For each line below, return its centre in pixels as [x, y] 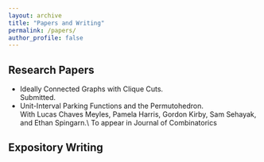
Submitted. [38, 98]
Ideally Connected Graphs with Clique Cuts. [91, 89]
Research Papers [51, 69]
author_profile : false [46, 38]
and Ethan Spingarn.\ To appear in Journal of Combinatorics [118, 123]
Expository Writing [56, 148]
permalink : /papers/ [43, 30]
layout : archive [35, 15]
